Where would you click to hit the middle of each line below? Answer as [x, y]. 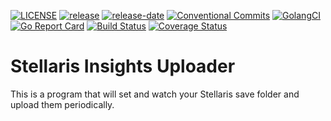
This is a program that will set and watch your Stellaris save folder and [155, 94]
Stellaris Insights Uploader [123, 66]
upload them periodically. [62, 104]
